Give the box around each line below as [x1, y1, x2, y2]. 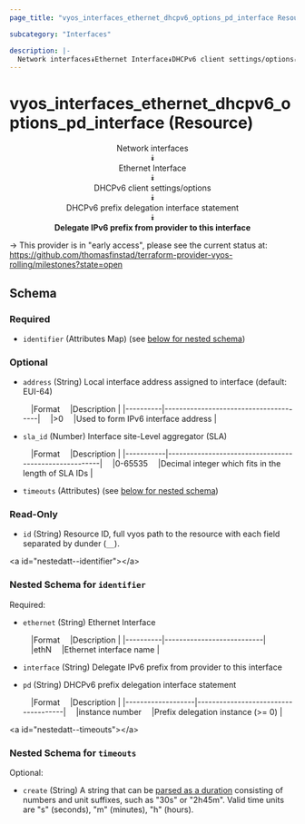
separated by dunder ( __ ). [22, 538, 120, 549]
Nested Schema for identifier [9, 578, 147, 591]
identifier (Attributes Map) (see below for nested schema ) [22, 333, 246, 344]
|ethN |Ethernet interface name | [30, 643, 161, 654]
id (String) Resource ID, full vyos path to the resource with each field [22, 528, 280, 540]
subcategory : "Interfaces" [9, 29, 112, 39]
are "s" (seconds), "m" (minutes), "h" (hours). [22, 804, 194, 815]
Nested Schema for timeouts [9, 746, 137, 759]
